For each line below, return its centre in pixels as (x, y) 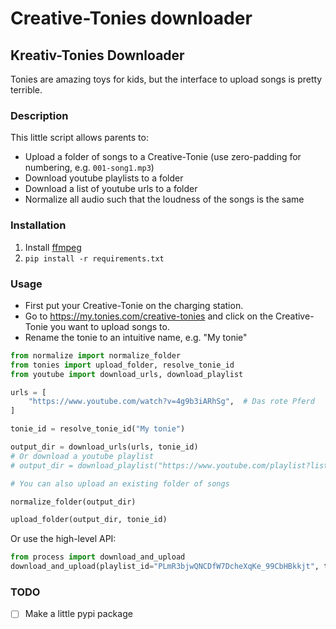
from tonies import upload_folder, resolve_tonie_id (122, 365)
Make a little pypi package (78, 614)
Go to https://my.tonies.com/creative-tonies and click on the (149, 316)
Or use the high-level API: (63, 539)
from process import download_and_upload (98, 557)
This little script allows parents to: (79, 138)
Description (39, 115)
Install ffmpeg (53, 247)
